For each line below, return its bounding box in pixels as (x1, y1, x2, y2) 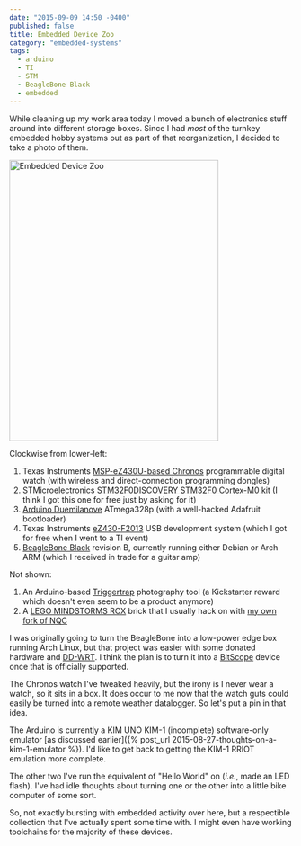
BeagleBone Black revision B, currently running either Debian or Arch (22, 541, 279, 553)
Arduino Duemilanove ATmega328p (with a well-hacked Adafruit (22, 503, 261, 514)
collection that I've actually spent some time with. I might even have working (9, 816, 292, 827)
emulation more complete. (9, 752, 106, 764)
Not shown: (9, 568, 52, 580)
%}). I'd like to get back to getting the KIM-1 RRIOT (66, 744, 255, 754)
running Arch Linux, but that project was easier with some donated (9, 642, 256, 653)
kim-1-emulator (9, 744, 66, 754)
